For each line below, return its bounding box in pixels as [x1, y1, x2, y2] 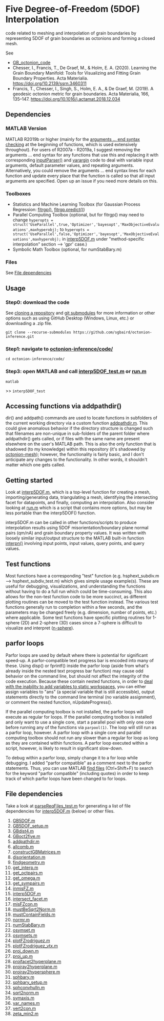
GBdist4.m [12, 828, 34, 834]
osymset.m [12, 927, 36, 933]
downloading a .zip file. [5, 320, 53, 326]
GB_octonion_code [12, 59, 51, 65]
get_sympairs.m [12, 880, 45, 886]
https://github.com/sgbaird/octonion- [73, 330, 152, 335]
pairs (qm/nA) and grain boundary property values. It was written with [5, 530, 146, 536]
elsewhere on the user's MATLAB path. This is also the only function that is [5, 441, 157, 447]
